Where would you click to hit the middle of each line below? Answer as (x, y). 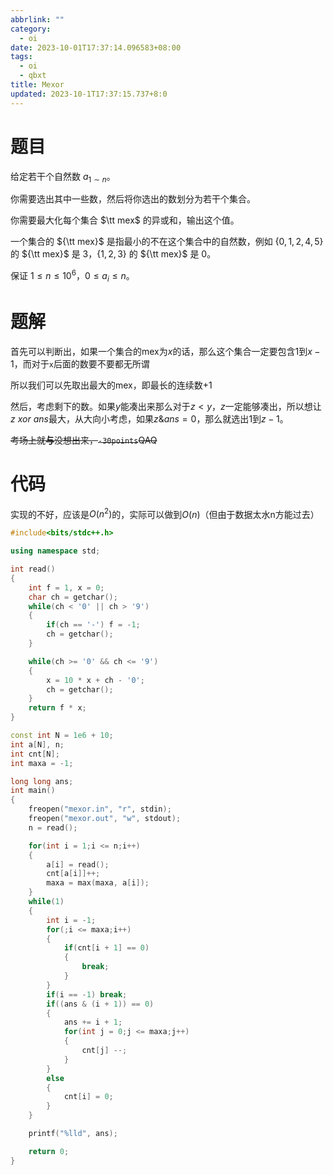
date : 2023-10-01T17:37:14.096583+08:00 (96, 47)
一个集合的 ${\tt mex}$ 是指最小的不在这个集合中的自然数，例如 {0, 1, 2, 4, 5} (167, 242)
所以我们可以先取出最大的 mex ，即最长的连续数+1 (111, 385)
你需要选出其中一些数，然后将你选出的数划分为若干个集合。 (133, 199)
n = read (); (53, 827)
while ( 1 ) (46, 902)
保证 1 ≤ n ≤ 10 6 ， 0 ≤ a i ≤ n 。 (72, 276)
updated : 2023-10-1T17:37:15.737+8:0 (89, 94)
